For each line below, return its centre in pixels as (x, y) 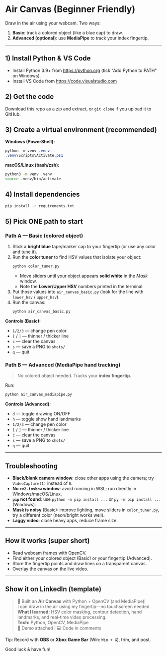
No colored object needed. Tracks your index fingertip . (74, 376)
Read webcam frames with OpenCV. (49, 553)
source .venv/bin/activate (33, 179)
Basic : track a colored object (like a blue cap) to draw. (68, 32)
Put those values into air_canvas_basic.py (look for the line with (78, 292)
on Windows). (27, 75)
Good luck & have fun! (28, 649)
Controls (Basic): (23, 321)
